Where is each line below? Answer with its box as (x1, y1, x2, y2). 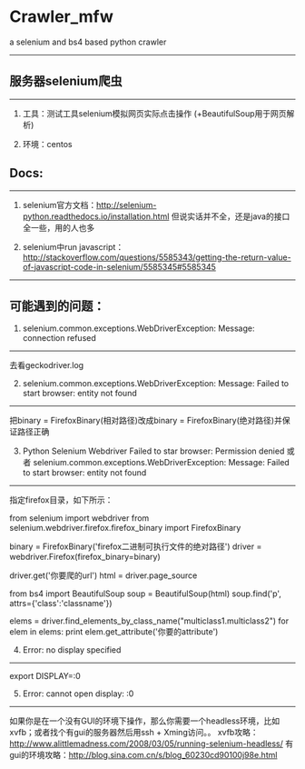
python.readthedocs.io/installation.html (22, 211, 170, 222)
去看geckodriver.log (9, 360, 84, 371)
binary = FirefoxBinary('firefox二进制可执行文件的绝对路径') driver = (9, 541, 262, 552)
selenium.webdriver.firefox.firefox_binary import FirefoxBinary (9, 523, 241, 534)
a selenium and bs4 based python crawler (9, 36, 167, 47)
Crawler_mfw (9, 6, 113, 27)
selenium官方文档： (22, 199, 97, 210)
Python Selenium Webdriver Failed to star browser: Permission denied (22, 445, 285, 456)
